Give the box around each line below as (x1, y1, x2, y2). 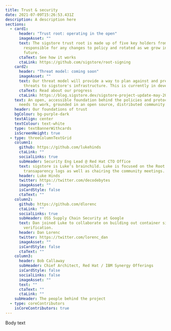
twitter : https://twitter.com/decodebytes (18, 178, 110, 183)
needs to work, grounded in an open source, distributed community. (18, 102, 167, 107)
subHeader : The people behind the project (14, 296, 106, 301)
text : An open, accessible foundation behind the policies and (14, 97, 152, 102)
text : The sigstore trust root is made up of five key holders (18, 41, 156, 46)
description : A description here (5, 17, 76, 22)
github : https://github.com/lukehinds (18, 145, 101, 150)
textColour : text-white (14, 121, 65, 126)
